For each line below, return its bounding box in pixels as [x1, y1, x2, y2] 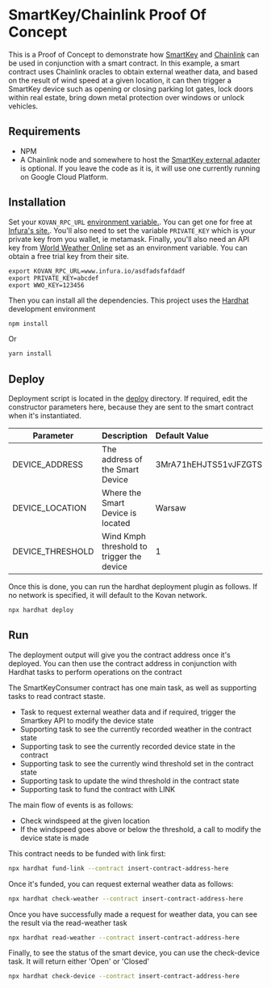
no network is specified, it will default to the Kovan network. [8, 591, 208, 600]
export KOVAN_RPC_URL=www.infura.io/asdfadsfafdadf [8, 267, 186, 275]
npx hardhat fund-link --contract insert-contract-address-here [8, 864, 229, 872]
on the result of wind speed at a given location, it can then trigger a [8, 75, 232, 85]
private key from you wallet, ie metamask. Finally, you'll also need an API [8, 234, 250, 244]
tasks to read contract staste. [8, 691, 106, 701]
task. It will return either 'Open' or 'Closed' [8, 956, 150, 966]
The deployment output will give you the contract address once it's [8, 650, 231, 659]
